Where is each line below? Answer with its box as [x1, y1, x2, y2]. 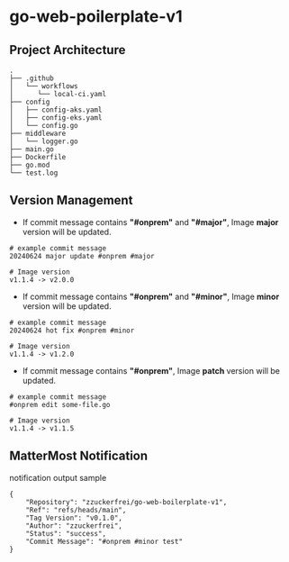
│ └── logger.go [9, 137, 78, 146]
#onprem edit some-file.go [9, 400, 111, 409]
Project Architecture [9, 42, 126, 58]
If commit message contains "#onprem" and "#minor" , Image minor [22, 291, 280, 302]
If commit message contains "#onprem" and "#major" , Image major [22, 216, 279, 227]
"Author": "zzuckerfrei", [25, 521, 123, 530]
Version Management [9, 193, 133, 208]
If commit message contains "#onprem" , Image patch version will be [22, 365, 281, 376]
